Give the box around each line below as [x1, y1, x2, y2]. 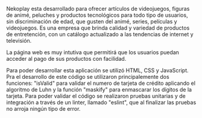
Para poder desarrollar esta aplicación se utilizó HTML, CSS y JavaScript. [6, 67, 189, 74]
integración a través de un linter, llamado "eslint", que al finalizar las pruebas [6, 99, 197, 106]
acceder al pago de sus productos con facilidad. [6, 55, 127, 62]
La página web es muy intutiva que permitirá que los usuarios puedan [6, 49, 180, 56]
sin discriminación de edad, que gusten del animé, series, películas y [6, 18, 177, 25]
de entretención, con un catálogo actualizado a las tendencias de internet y [6, 31, 194, 38]
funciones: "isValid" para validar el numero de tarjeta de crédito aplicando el [6, 79, 196, 87]
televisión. [6, 37, 32, 44]
